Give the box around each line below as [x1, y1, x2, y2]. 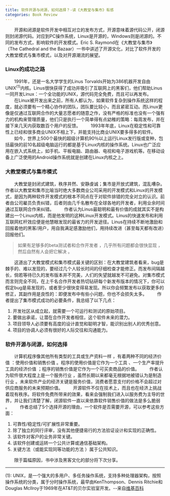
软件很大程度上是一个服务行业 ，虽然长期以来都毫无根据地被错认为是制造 [9, 373, 162, 379]
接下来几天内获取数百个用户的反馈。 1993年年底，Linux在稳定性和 [5, 122, 152, 129]
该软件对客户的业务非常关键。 [12, 434, 75, 440]
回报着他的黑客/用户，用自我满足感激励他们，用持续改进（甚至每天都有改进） [5, 225, 164, 231]
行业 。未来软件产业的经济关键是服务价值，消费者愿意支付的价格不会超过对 [5, 379, 162, 385]
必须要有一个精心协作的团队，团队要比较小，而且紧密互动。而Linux [18, 104, 158, 110]
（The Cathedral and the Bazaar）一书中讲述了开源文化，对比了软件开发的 [5, 46, 161, 52]
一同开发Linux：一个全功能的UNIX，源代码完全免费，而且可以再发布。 [5, 91, 152, 97]
